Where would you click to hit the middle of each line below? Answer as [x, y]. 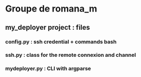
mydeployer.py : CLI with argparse [48, 68]
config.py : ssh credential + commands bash [61, 42]
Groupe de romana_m [51, 9]
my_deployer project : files [48, 27]
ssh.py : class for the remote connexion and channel [70, 55]
